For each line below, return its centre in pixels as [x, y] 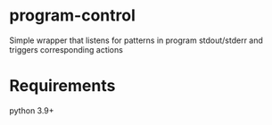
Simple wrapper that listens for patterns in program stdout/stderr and [136, 40]
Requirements [62, 86]
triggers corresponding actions [66, 49]
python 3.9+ [32, 110]
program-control [72, 16]
